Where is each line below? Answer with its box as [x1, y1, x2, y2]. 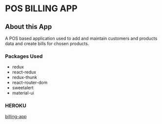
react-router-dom [12, 79, 48, 86]
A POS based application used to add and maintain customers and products [5, 35, 158, 41]
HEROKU [5, 102, 27, 109]
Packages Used [5, 52, 43, 59]
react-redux [12, 69, 37, 75]
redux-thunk [12, 74, 38, 80]
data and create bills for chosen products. [5, 41, 89, 47]
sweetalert [12, 85, 34, 91]
